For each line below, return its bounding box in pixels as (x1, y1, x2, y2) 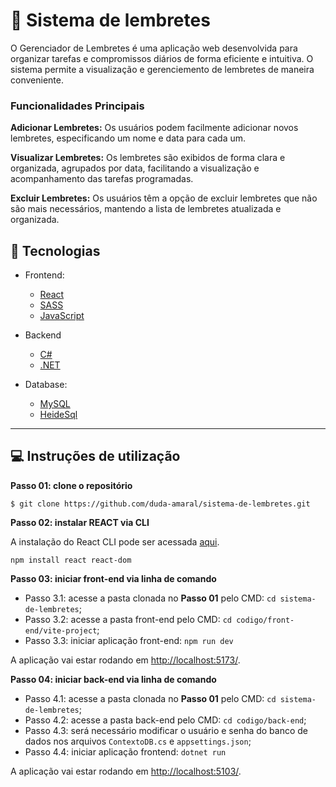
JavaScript (39, 310, 85, 322)
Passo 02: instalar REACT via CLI (10, 516, 150, 528)
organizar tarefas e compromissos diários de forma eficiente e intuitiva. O (10, 52, 314, 64)
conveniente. (10, 74, 64, 86)
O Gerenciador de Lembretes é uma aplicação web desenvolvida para (10, 42, 298, 54)
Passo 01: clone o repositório (10, 479, 133, 491)
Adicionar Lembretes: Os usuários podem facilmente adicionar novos (10, 122, 299, 134)
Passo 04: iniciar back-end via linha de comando (10, 673, 217, 685)
